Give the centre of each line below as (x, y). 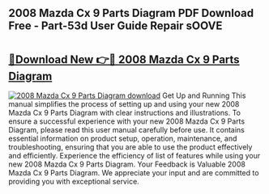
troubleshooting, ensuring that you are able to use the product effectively (130, 147)
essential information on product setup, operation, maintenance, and (123, 138)
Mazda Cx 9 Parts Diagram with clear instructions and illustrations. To (125, 113)
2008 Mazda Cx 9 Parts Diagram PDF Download (131, 13)
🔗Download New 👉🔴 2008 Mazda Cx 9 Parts (124, 59)
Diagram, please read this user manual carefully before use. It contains (126, 130)
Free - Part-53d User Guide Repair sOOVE (115, 26)
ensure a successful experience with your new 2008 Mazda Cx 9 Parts (127, 121)
